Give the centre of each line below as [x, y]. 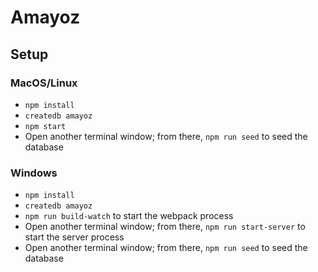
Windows [34, 173]
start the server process [74, 237]
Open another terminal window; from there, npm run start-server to [165, 227]
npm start [45, 126]
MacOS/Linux [44, 83]
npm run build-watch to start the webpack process [129, 216]
